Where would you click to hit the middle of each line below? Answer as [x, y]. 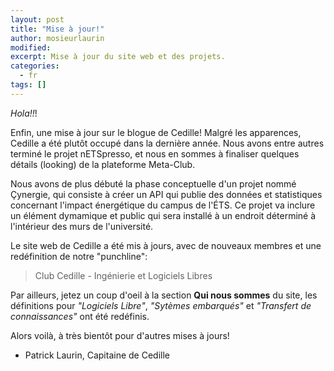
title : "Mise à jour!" [57, 29]
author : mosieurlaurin [57, 38]
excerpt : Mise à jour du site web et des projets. [118, 57]
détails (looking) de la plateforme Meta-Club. [103, 164]
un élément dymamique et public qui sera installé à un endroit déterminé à [163, 215]
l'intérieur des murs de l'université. [82, 226]
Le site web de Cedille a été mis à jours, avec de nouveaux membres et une [166, 245]
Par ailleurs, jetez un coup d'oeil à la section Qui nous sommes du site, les [164, 295]
